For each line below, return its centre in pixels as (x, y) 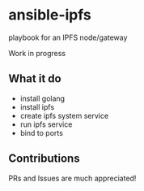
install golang (42, 98)
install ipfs (37, 106)
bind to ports (41, 132)
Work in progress (37, 53)
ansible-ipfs (50, 15)
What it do (35, 79)
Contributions (44, 159)
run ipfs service (46, 124)
